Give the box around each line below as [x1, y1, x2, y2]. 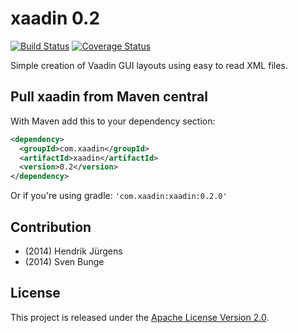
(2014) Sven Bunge [24, 255, 105, 267]
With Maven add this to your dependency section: [10, 115, 216, 127]
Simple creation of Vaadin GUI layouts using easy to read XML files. [10, 59, 288, 71]
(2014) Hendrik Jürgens [24, 245, 123, 257]
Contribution [10, 218, 92, 236]
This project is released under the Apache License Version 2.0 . [10, 311, 270, 323]
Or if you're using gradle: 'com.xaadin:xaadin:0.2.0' [10, 190, 228, 202]
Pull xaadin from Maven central [10, 88, 208, 106]
